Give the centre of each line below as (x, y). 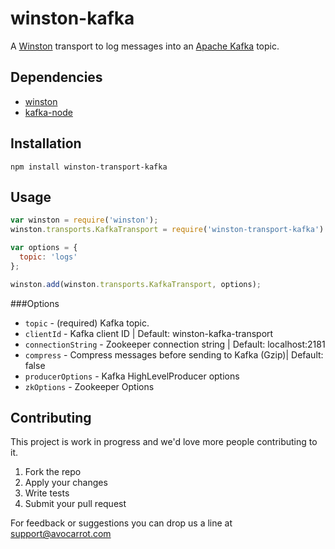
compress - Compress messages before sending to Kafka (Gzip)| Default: (174, 354)
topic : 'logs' (48, 257)
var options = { (44, 248)
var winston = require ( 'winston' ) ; (84, 220)
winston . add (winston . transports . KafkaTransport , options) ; (136, 284)
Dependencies (56, 77)
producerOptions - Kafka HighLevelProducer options (132, 376)
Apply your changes (66, 483)
